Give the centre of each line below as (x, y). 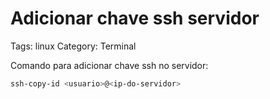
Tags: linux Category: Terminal (73, 46)
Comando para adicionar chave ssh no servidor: (109, 65)
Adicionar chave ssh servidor (135, 18)
